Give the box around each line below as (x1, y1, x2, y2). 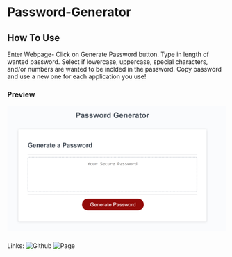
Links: (7, 241, 24, 250)
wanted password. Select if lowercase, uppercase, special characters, (7, 58, 208, 66)
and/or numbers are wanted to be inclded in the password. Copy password (7, 65, 222, 73)
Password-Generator (7, 4, 132, 20)
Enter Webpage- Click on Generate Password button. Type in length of (7, 50, 210, 58)
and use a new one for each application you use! (7, 72, 147, 81)
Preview (7, 90, 35, 99)
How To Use (7, 32, 60, 44)
